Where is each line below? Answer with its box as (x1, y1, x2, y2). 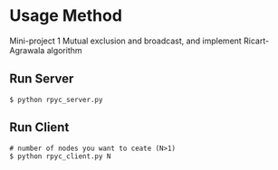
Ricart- (243, 35, 270, 46)
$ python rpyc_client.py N (9, 151, 111, 161)
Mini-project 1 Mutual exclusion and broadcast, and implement (9, 35, 242, 46)
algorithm (46, 44, 83, 55)
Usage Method (9, 5, 122, 26)
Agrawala (9, 44, 45, 55)
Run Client (9, 119, 70, 136)
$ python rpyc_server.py (9, 95, 103, 104)
